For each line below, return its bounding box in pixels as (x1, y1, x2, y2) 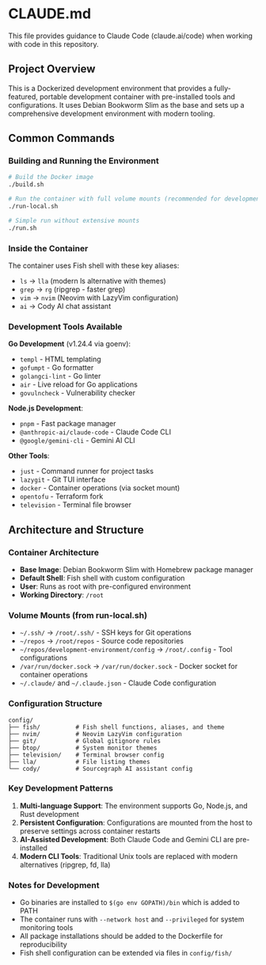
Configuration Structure (8, 698, 103, 709)
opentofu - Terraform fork (19, 492, 104, 502)
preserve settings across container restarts (19, 826, 161, 836)
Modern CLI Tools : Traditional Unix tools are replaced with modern (19, 851, 238, 860)
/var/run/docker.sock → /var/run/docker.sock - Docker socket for (19, 662, 238, 671)
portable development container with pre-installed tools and (39, 92, 236, 101)
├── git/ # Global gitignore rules (8, 737, 161, 745)
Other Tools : (8, 451, 50, 460)
